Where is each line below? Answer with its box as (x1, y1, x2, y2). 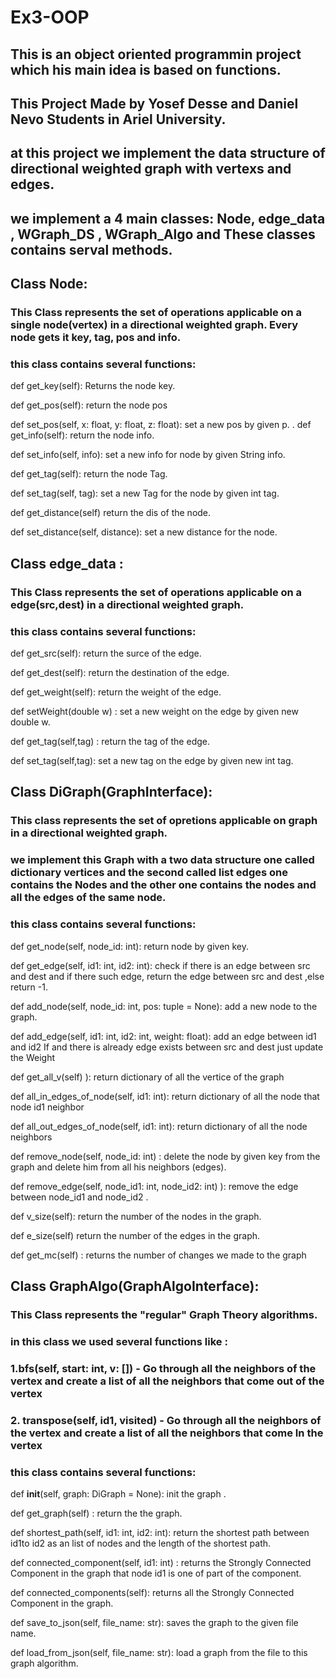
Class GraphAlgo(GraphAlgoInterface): (10, 1277, 260, 1295)
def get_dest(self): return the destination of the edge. (10, 666, 230, 678)
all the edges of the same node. (10, 891, 167, 905)
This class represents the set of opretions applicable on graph (10, 814, 318, 828)
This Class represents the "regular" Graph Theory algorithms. (10, 1307, 318, 1321)
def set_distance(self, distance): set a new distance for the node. (10, 526, 278, 538)
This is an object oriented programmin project (10, 46, 302, 63)
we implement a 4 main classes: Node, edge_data (10, 210, 326, 227)
